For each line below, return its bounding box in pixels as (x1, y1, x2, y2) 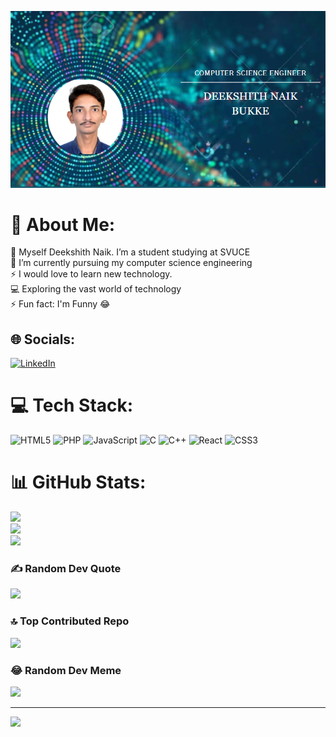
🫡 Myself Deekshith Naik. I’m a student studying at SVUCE (10, 246, 251, 258)
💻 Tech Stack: (10, 394, 134, 417)
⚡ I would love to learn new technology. (10, 268, 173, 280)
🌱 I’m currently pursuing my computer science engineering (10, 257, 253, 269)
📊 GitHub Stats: (10, 471, 147, 494)
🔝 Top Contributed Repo (10, 614, 130, 628)
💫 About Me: (10, 213, 116, 236)
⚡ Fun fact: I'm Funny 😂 (10, 298, 111, 310)
